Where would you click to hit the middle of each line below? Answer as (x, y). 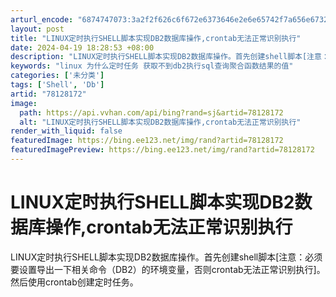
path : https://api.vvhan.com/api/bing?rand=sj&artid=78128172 (151, 112)
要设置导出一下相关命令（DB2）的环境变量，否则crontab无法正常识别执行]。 (168, 269)
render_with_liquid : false (66, 131)
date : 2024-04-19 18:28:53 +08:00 (82, 47)
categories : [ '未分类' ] (57, 76)
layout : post (37, 29)
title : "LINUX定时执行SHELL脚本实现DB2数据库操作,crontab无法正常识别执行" (156, 38)
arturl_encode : (42, 19)
